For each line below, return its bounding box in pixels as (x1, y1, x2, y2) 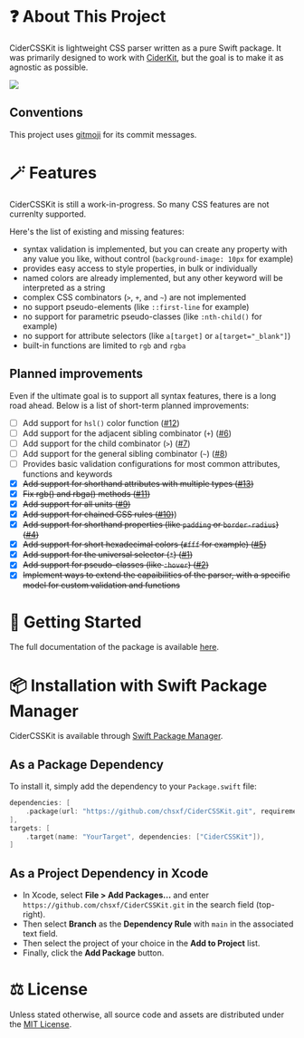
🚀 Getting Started (9, 612, 142, 632)
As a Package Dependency (9, 757, 165, 772)
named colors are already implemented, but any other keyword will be (22, 272, 283, 283)
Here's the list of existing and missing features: (9, 226, 185, 237)
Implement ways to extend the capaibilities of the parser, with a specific (22, 569, 291, 580)
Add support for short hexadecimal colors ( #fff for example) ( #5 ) (22, 539, 267, 550)
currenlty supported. (9, 209, 87, 219)
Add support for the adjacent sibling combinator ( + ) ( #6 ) (22, 427, 233, 439)
